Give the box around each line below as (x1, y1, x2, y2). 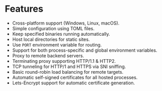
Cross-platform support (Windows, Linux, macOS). (12, 20, 120, 26)
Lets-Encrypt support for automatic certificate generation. (12, 80, 135, 86)
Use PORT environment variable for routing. (12, 41, 102, 48)
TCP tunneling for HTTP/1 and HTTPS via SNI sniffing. (12, 63, 126, 70)
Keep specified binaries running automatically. (12, 31, 111, 37)
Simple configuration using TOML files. (12, 25, 95, 31)
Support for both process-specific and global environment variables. (12, 47, 157, 53)
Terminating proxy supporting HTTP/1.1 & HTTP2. (12, 58, 116, 64)
